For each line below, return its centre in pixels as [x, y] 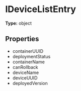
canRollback [25, 67]
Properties [22, 39]
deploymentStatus [31, 56]
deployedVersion [30, 83]
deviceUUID [25, 78]
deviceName [26, 72]
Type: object [18, 23]
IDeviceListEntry [41, 9]
